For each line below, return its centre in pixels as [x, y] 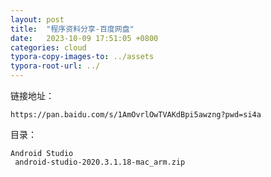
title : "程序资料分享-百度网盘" [72, 29]
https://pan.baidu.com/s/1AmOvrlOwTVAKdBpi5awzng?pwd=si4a [136, 115]
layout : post [37, 19]
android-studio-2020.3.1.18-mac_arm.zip [100, 162]
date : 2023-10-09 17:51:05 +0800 [84, 38]
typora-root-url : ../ [55, 66]
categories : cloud [48, 47]
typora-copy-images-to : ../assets [82, 57]
